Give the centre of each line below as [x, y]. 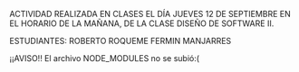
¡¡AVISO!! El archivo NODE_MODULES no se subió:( [105, 58]
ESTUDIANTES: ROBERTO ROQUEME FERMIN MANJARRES [121, 41]
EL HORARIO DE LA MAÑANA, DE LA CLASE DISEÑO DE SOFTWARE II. [142, 23]
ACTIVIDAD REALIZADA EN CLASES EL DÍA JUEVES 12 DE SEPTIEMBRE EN [150, 14]
